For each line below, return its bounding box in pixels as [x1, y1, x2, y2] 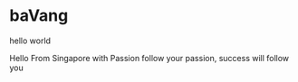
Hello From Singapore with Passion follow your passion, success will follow [9, 52, 290, 63]
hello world [9, 35, 52, 46]
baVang [9, 5, 69, 26]
